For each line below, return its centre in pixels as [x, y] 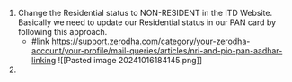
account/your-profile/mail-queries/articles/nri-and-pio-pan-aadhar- [157, 51]
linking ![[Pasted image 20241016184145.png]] [117, 60]
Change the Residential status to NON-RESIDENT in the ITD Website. [145, 13]
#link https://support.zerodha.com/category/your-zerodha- [141, 41]
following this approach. [62, 32]
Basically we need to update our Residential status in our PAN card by [147, 22]
